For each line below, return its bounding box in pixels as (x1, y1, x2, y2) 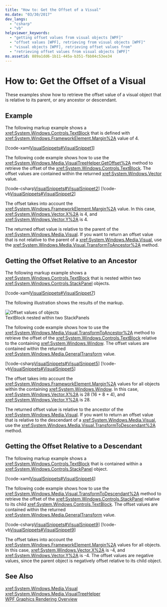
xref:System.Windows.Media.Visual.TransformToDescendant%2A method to (5, 490, 162, 497)
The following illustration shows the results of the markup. (5, 300, 124, 305)
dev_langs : (5, 16, 28, 21)
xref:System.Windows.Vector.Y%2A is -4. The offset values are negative (5, 552, 154, 558)
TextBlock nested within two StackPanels (5, 314, 89, 320)
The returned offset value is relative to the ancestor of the (5, 406, 124, 412)
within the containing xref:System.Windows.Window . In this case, (5, 386, 139, 392)
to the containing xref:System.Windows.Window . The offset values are (5, 340, 149, 346)
